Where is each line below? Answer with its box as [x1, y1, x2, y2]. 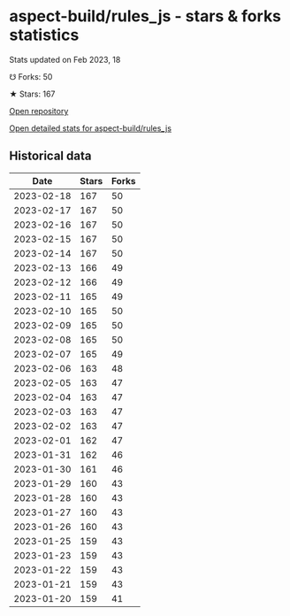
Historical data [9, 149, 92, 164]
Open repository [9, 105, 69, 116]
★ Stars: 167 [9, 89, 56, 99]
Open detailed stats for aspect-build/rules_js [9, 122, 172, 134]
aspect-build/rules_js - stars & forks [9, 6, 281, 27]
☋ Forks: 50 [9, 71, 53, 81]
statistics [9, 25, 80, 45]
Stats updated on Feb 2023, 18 [9, 54, 121, 65]
